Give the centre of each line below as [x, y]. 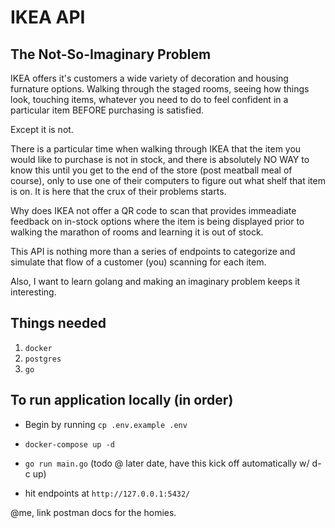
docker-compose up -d [69, 444]
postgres [43, 359]
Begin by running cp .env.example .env [106, 424]
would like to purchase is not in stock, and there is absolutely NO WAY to [160, 159]
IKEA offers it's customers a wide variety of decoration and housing [149, 78]
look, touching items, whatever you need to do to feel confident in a [149, 99]
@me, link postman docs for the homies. [93, 512]
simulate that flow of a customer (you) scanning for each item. [138, 262]
